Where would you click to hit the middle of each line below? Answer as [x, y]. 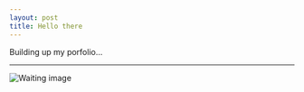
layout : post [34, 18]
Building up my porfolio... [56, 51]
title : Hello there [46, 26]
